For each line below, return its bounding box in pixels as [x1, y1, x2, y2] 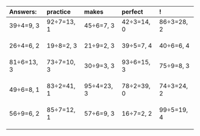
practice [46, 8, 71, 16]
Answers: [9, 8, 37, 16]
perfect [121, 8, 143, 16]
